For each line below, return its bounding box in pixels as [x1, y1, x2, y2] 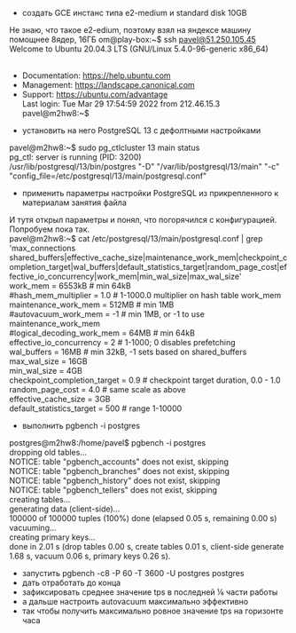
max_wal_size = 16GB [9, 356, 88, 367]
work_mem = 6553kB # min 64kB [9, 281, 131, 291]
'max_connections [9, 243, 76, 253]
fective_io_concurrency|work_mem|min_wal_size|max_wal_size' [9, 271, 242, 281]
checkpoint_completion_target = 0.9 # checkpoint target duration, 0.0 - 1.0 [9, 375, 281, 385]
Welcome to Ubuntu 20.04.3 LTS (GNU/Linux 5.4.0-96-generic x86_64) [9, 44, 269, 54]
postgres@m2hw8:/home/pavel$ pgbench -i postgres [9, 438, 206, 447]
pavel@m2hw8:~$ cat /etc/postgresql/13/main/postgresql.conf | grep [9, 233, 263, 243]
